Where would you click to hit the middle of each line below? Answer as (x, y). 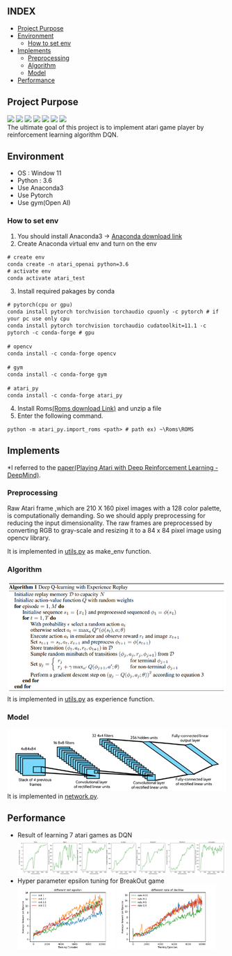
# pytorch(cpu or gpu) (40, 305)
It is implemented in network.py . (53, 796)
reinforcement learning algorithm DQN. (63, 135)
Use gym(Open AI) (44, 203)
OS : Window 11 (39, 173)
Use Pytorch (35, 195)
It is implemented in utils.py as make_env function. (79, 551)
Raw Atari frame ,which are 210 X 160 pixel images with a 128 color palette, (114, 508)
